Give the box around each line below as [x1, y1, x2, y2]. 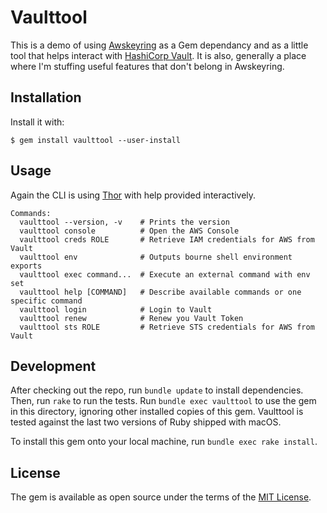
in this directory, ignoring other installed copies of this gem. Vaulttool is [10, 406, 304, 418]
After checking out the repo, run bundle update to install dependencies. [10, 384, 304, 396]
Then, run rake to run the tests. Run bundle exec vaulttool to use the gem [10, 395, 317, 407]
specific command [10, 296, 83, 306]
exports [10, 261, 43, 271]
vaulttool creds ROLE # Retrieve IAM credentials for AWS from [19, 234, 315, 245]
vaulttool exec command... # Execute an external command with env [19, 269, 311, 280]
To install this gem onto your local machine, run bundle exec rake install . [10, 436, 318, 448]
